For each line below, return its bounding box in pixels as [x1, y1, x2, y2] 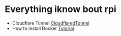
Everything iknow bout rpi [5, 3, 116, 15]
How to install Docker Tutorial [12, 25, 74, 31]
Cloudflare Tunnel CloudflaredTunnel [12, 20, 89, 26]
